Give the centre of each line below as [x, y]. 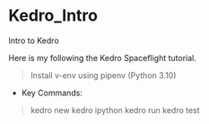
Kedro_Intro [53, 16]
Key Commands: [52, 93]
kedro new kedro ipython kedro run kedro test [115, 110]
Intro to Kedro [34, 40]
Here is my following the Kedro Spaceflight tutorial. [102, 58]
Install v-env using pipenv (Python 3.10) [103, 75]
